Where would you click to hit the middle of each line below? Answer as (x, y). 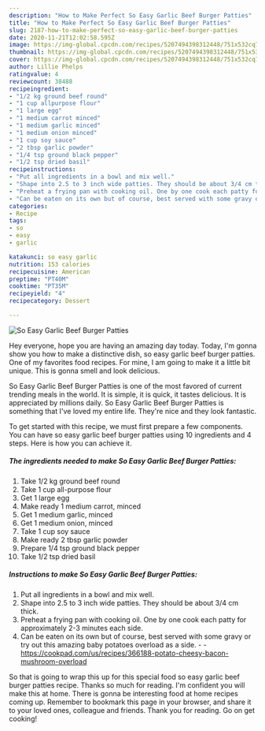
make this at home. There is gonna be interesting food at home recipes (123, 693)
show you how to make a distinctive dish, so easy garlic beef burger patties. (132, 354)
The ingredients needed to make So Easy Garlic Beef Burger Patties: (123, 461)
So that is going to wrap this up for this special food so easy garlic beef (125, 677)
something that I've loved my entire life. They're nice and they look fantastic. (133, 411)
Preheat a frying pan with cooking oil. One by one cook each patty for (133, 619)
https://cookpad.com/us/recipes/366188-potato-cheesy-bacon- (124, 653)
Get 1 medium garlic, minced (66, 514)
